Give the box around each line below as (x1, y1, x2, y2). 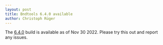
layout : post (5, 7, 32, 12)
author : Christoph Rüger (5, 16, 55, 21)
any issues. (5, 34, 28, 40)
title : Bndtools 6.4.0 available (5, 12, 73, 16)
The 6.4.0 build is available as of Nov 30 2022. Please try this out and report (5, 30, 158, 35)
